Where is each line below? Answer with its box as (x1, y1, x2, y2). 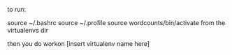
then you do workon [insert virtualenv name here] (7, 40, 150, 47)
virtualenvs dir (7, 26, 49, 34)
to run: (7, 6, 27, 13)
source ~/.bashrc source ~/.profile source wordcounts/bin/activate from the (7, 19, 226, 26)
